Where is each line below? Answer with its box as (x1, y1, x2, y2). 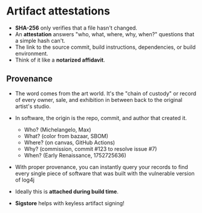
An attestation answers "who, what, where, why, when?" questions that (15, 30, 195, 37)
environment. (15, 49, 48, 57)
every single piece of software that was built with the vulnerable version (15, 170, 195, 177)
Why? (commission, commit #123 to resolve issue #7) (24, 145, 157, 152)
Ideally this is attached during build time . (15, 188, 119, 195)
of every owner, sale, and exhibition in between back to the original (15, 96, 183, 103)
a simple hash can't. (15, 37, 65, 44)
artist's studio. (15, 103, 51, 110)
